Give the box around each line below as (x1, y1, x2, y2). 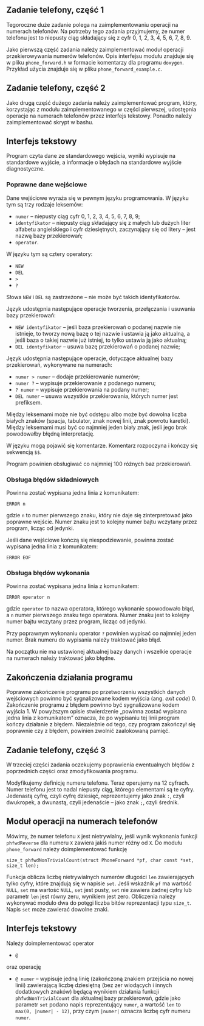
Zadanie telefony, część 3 (6, 745, 106, 755)
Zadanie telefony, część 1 (6, 5, 104, 15)
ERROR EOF (6, 554, 32, 561)
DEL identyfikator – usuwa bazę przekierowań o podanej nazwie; (15, 342, 180, 350)
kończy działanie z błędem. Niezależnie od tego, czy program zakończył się (6, 721, 196, 728)
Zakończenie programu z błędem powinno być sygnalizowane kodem (6, 701, 180, 709)
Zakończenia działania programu (6, 672, 133, 682)
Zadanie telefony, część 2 (6, 83, 106, 93)
